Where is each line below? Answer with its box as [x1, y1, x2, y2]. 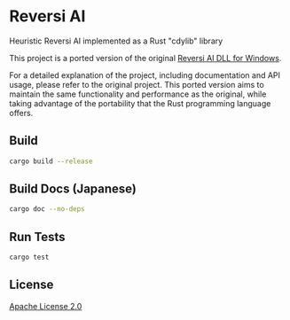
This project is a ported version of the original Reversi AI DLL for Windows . [9, 52, 282, 63]
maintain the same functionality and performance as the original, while [9, 89, 267, 99]
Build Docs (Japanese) [9, 182, 137, 197]
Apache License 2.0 [9, 300, 82, 311]
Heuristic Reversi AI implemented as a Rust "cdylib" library [9, 35, 223, 46]
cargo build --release [9, 157, 93, 166]
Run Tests [9, 229, 66, 245]
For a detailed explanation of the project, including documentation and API [9, 69, 281, 81]
